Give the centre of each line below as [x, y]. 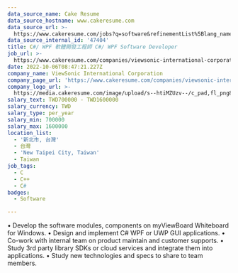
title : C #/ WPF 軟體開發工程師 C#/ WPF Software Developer [92, 47]
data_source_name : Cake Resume [53, 14]
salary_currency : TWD [39, 107]
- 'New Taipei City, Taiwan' [57, 153]
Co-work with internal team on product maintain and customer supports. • [116, 241]
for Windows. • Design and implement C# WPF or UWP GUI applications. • [116, 233]
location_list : [30, 133]
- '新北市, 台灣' [36, 139]
